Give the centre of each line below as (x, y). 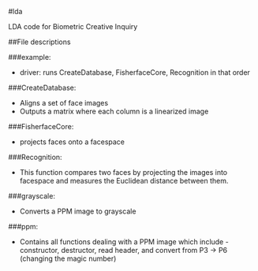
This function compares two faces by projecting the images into (123, 172)
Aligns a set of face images (64, 103)
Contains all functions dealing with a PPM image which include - (124, 242)
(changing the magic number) (68, 258)
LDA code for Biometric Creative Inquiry (73, 26)
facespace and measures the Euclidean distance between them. (124, 181)
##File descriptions (39, 42)
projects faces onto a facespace (72, 142)
